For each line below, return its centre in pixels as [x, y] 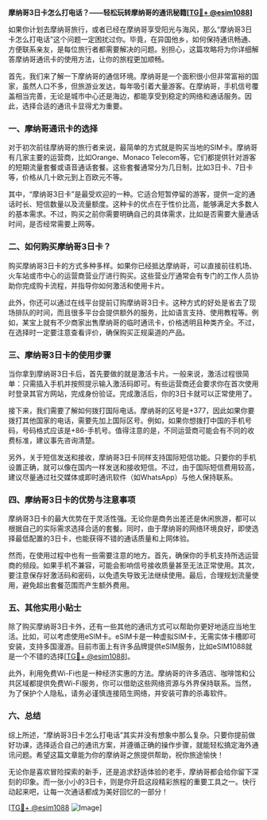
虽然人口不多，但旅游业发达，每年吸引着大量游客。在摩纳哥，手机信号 [137, 86]
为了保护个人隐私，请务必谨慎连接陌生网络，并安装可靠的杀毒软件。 [120, 693]
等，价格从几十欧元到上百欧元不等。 [68, 178]
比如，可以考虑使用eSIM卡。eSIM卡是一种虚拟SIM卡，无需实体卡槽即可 [139, 637]
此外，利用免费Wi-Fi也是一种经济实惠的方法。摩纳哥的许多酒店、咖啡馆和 [128, 674]
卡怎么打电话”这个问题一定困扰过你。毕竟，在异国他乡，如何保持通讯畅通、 [132, 39]
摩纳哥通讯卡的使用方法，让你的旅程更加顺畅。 [91, 59]
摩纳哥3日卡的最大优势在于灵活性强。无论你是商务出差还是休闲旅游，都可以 [132, 519]
